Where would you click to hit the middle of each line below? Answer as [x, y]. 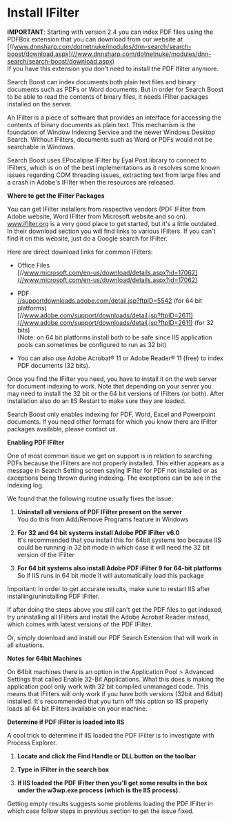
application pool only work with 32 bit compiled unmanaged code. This [108, 686]
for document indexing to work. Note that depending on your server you [109, 386]
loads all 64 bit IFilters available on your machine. [77, 708]
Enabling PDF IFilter [36, 442]
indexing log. [26, 485]
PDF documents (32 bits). [53, 365]
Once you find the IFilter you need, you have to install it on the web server [112, 379]
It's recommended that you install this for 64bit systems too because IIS [119, 540]
